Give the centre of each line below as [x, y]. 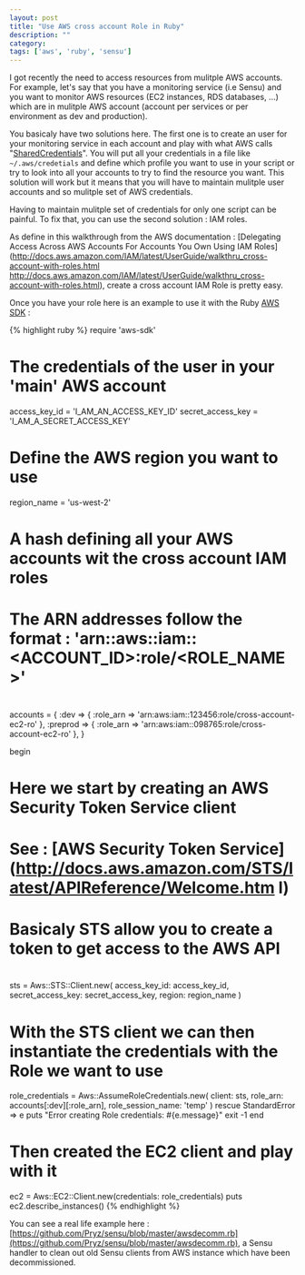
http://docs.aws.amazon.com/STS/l [154, 868]
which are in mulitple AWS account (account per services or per [129, 106]
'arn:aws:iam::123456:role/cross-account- [216, 714]
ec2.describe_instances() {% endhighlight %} [94, 1206]
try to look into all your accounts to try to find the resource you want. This [147, 173]
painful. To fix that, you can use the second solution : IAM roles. [128, 219]
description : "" [40, 35]
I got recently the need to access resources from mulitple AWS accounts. [146, 77]
